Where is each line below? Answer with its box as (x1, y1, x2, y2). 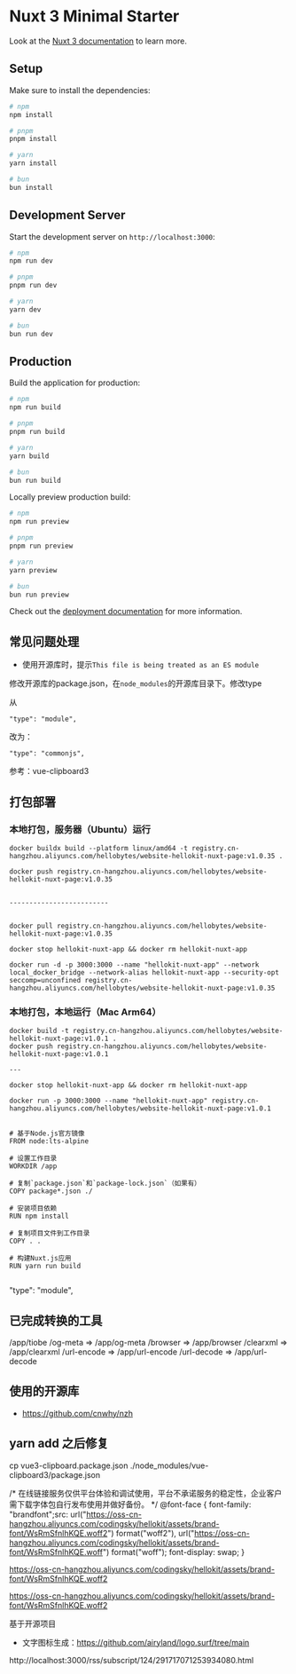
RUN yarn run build (9, 1262, 82, 1271)
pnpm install (9, 135, 58, 144)
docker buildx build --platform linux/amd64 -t (9, 843, 189, 853)
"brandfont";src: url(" (9, 1509, 87, 1520)
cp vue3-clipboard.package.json (9, 1460, 129, 1471)
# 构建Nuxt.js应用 (9, 1254, 72, 1263)
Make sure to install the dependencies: (9, 84, 151, 95)
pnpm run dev (9, 281, 58, 290)
